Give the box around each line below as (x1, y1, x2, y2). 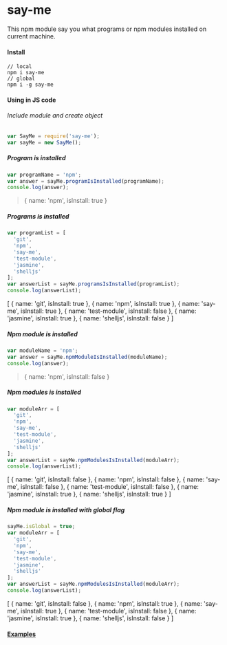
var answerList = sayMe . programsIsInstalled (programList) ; (7, 281, 180, 287)
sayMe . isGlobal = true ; (7, 523, 76, 530)
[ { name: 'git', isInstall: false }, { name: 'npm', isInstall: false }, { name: (7, 475, 205, 483)
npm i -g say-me (7, 81, 54, 88)
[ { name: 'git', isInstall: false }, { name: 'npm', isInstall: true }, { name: (7, 599, 203, 607)
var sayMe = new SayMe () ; (7, 139, 81, 146)
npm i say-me (7, 69, 45, 76)
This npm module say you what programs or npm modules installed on (7, 25, 207, 33)
